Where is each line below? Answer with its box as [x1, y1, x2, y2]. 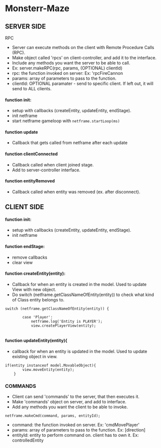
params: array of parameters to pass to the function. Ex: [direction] [12, 427, 146, 433]
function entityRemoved [5, 178, 55, 184]
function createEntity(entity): [5, 270, 66, 277]
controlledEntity [12, 437, 44, 443]
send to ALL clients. [12, 86, 52, 91]
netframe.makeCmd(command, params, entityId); [5, 414, 101, 418]
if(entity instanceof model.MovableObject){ [5, 363, 96, 368]
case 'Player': [22, 315, 53, 319]
